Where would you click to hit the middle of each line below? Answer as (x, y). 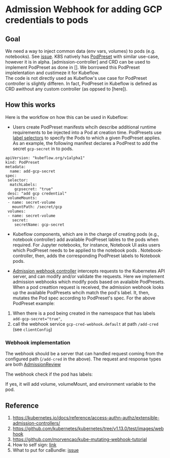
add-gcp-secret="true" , (37, 318)
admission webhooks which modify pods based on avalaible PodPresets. (89, 282)
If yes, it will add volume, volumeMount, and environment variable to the (80, 384)
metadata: (16, 167)
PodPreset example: (33, 303)
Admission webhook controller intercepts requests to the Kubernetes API (89, 271)
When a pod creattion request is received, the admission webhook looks (88, 287)
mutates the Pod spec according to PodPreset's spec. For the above (84, 298)
